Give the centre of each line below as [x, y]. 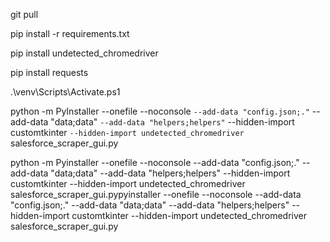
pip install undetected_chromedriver [84, 53]
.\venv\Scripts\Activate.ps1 [65, 92]
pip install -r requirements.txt [70, 33]
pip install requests [49, 72]
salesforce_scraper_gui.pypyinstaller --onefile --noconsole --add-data [156, 194]
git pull [24, 14]
